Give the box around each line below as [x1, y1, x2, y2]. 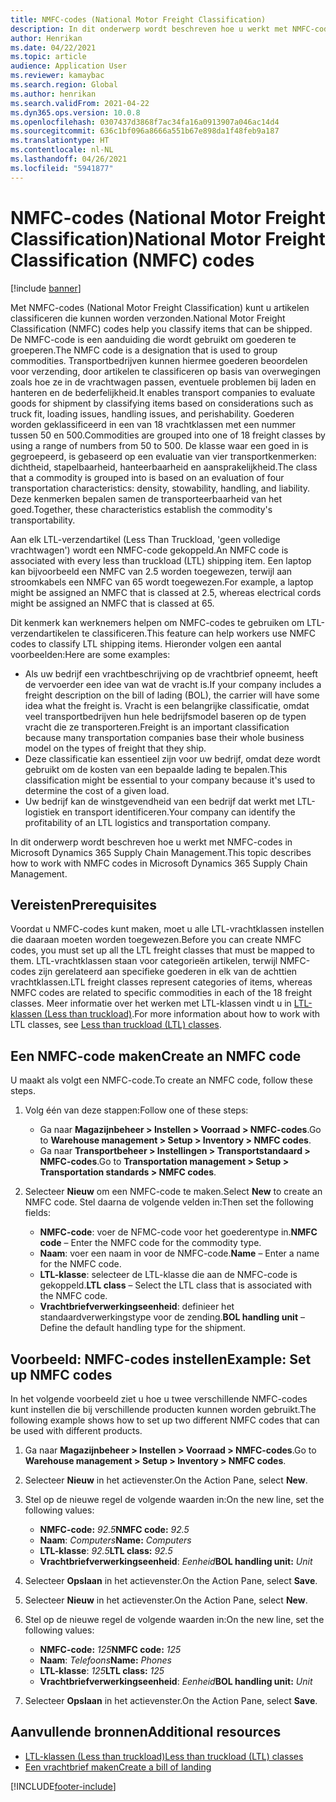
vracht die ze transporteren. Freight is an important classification [24, 721, 290, 733]
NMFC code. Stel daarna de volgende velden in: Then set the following [24, 1196, 314, 1208]
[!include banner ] [10, 282, 82, 294]
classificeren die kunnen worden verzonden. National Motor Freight [10, 312, 286, 324]
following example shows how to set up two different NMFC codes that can [10, 1414, 320, 1426]
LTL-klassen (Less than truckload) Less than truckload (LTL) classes [24, 1750, 304, 1762]
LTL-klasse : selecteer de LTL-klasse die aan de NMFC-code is [39, 1269, 298, 1281]
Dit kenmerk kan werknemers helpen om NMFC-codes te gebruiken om [10, 616, 305, 628]
